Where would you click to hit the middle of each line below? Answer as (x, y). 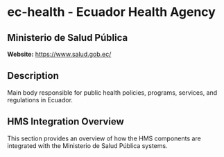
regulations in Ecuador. (40, 100)
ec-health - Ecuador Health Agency (112, 12)
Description (33, 76)
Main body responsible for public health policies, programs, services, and (112, 92)
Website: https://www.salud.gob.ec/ (59, 54)
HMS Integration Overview (66, 122)
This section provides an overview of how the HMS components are (104, 138)
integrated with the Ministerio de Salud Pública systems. (87, 145)
